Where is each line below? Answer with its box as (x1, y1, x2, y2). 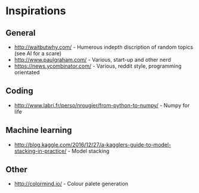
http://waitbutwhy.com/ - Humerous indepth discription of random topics (14, 43, 194, 50)
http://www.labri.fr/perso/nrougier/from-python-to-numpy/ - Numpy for (14, 102, 190, 109)
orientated (14, 69, 40, 75)
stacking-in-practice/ (14, 147, 67, 154)
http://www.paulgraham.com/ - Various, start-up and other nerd (14, 56, 171, 63)
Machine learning (5, 125, 72, 135)
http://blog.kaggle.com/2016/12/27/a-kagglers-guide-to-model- (14, 141, 172, 148)
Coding (5, 86, 33, 96)
